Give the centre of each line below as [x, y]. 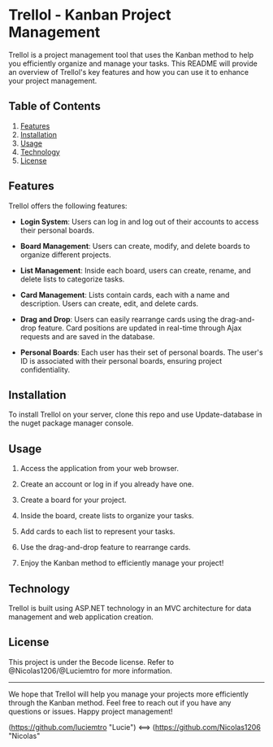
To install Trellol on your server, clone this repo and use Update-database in [135, 415]
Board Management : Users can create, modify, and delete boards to [135, 246]
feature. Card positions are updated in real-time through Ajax [140, 328]
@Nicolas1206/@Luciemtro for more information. [91, 671]
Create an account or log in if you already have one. [107, 484]
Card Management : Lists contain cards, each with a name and [125, 295]
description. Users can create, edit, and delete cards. [109, 304]
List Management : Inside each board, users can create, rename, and [136, 270]
